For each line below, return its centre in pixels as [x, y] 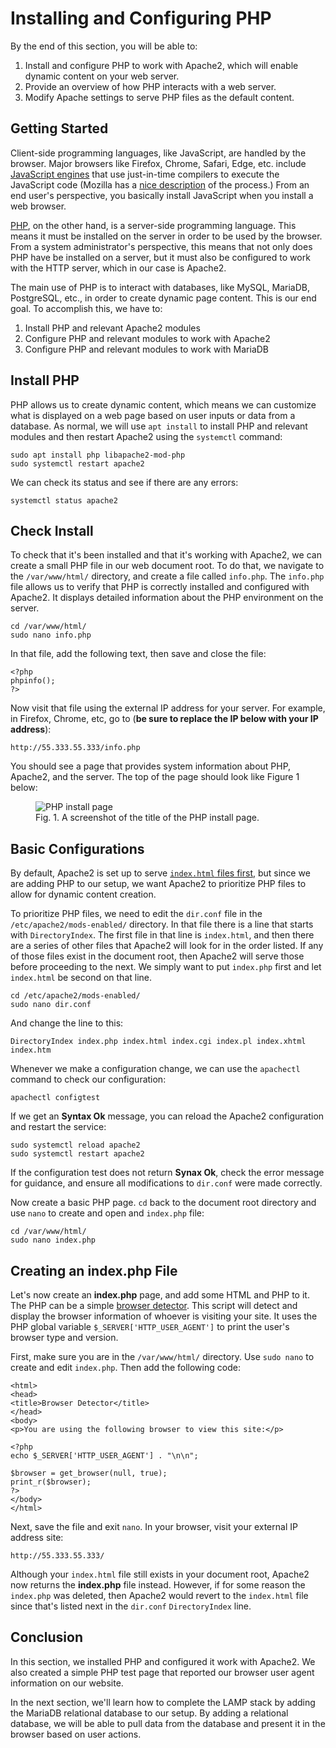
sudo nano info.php [51, 635]
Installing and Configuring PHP [141, 18]
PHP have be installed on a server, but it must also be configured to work [160, 257]
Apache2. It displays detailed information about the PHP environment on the [167, 598]
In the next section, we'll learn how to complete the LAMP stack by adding [163, 1702]
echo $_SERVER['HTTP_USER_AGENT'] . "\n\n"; [104, 1456]
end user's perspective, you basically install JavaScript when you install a [162, 195]
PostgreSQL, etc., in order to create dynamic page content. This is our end [163, 298]
